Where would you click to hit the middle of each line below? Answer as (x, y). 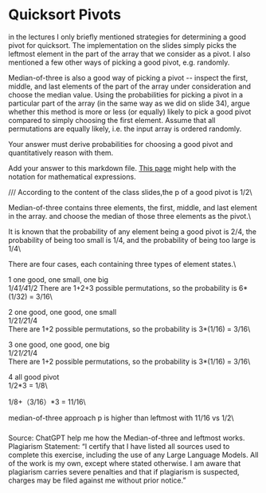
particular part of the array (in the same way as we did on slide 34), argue (129, 103)
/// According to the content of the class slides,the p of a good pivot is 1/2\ (130, 192)
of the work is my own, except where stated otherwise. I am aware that (125, 463)
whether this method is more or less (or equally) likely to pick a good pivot (130, 111)
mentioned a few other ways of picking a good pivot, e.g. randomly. (119, 62)
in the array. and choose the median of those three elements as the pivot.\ (130, 216)
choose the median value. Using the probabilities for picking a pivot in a (126, 94)
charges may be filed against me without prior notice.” (97, 480)
